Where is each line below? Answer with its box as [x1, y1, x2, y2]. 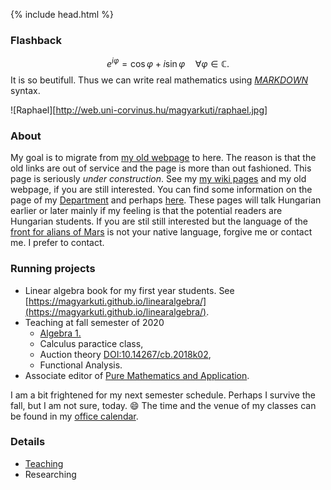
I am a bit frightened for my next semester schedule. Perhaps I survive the [10, 389, 316, 401]
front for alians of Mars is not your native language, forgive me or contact [10, 226, 313, 238]
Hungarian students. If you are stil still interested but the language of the [10, 215, 308, 228]
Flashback [10, 33, 62, 47]
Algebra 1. [39, 327, 82, 339]
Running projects [10, 262, 96, 276]
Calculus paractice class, [39, 337, 144, 349]
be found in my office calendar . [10, 410, 139, 422]
